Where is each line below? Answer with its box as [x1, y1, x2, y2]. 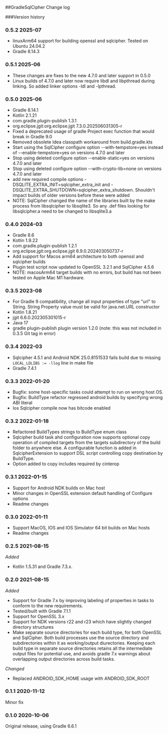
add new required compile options [12, 176, 84, 182]
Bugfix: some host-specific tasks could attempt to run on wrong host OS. [12, 389, 163, 395]
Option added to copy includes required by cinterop [12, 461, 119, 467]
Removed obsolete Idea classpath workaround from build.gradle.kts [12, 139, 153, 145]
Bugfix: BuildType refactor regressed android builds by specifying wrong [12, 395, 163, 401]
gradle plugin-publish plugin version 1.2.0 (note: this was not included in [12, 325, 161, 331]
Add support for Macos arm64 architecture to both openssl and [12, 253, 144, 260]
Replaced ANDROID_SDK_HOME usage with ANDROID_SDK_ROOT [12, 675, 150, 681]
